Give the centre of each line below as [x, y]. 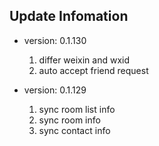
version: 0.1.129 [55, 90]
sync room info [69, 120]
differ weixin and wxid [84, 60]
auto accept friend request [93, 70]
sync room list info [77, 109]
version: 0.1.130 [55, 40]
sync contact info [74, 130]
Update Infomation [69, 16]
